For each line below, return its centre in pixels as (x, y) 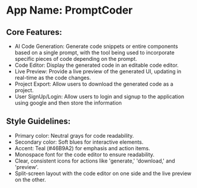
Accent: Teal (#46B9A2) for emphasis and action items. (83, 148)
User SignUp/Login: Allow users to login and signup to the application (99, 96)
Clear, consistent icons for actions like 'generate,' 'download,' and (95, 161)
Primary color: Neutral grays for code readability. (74, 135)
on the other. (30, 179)
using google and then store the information (68, 103)
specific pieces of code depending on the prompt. (76, 59)
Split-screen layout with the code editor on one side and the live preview (103, 173)
